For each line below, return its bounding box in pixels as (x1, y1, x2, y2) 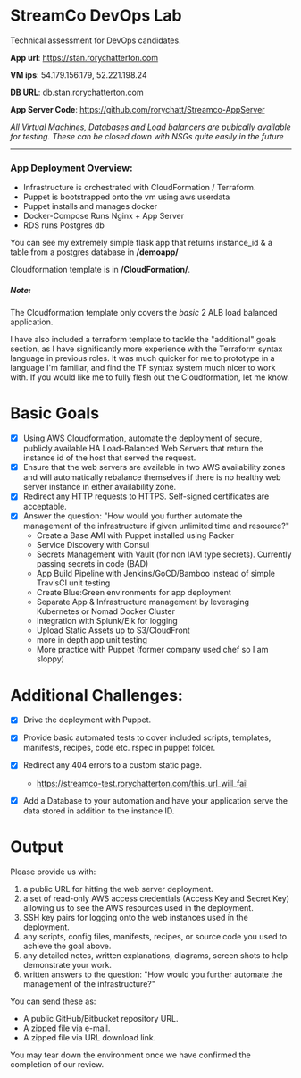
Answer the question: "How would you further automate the (22, 510, 243, 521)
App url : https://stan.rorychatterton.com (10, 52, 159, 63)
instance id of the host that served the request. (22, 452, 196, 463)
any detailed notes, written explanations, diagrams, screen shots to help (22, 949, 288, 961)
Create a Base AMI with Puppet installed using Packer (36, 530, 235, 541)
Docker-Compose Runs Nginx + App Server (22, 211, 185, 222)
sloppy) (36, 653, 65, 664)
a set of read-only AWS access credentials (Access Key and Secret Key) (22, 893, 289, 904)
